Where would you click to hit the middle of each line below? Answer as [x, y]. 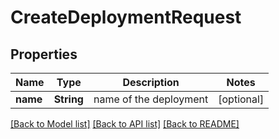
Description [151, 82]
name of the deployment [151, 99]
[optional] [241, 99]
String [68, 99]
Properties [44, 54]
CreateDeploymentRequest [126, 17]
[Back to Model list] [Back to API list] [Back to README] [125, 124]
